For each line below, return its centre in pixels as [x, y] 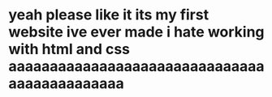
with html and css [69, 49]
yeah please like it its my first [109, 15]
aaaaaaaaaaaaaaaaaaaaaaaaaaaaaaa [136, 67]
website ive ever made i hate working [137, 32]
